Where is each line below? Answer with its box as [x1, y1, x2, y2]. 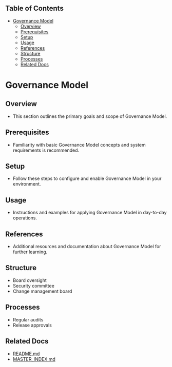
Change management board [12, 288, 72, 294]
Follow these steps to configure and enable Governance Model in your [12, 175, 162, 181]
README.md [12, 351, 40, 357]
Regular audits [12, 316, 44, 322]
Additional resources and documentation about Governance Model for [12, 243, 161, 250]
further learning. [12, 249, 48, 255]
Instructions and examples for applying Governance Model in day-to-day [12, 210, 167, 216]
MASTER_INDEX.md [12, 356, 55, 362]
